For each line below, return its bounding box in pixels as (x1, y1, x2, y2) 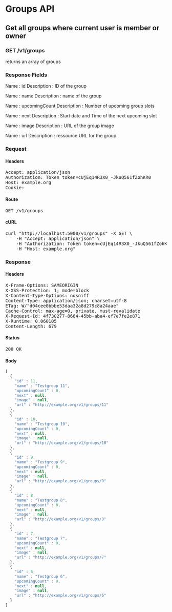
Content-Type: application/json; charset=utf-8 (5, 298, 127, 303)
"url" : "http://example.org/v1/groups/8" (14, 517, 106, 522)
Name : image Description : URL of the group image (5, 123, 114, 129)
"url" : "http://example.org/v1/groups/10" (14, 440, 109, 446)
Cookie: (5, 185, 25, 191)
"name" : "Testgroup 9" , (14, 459, 68, 464)
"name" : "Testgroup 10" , (14, 421, 70, 426)
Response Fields (5, 71, 48, 78)
